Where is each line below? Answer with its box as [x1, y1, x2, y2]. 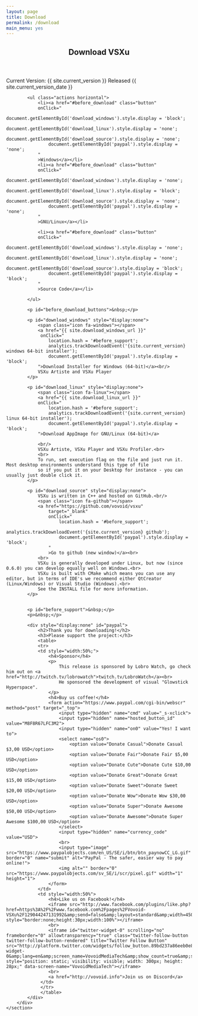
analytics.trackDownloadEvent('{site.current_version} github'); [6, 529, 170, 535]
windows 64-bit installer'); [6, 348, 78, 354]
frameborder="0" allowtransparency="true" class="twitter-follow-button [6, 932, 189, 939]
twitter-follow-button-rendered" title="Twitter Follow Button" [6, 937, 167, 943]
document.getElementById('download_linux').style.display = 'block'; [6, 187, 181, 194]
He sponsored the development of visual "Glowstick [58, 679, 189, 685]
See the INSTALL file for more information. [37, 586, 149, 592]
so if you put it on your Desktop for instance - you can [37, 467, 183, 473]
